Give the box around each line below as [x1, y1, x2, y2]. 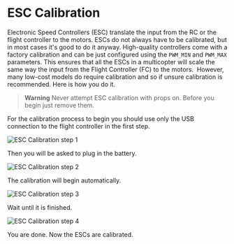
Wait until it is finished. [7, 203, 72, 211]
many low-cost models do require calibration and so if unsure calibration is [7, 72, 223, 81]
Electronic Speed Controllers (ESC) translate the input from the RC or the [7, 28, 217, 36]
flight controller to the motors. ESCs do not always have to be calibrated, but [7, 35, 227, 43]
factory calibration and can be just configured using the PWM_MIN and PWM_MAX [7, 50, 227, 59]
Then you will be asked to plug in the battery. [7, 149, 138, 157]
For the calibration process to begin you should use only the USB [7, 114, 194, 123]
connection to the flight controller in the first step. [7, 122, 150, 130]
